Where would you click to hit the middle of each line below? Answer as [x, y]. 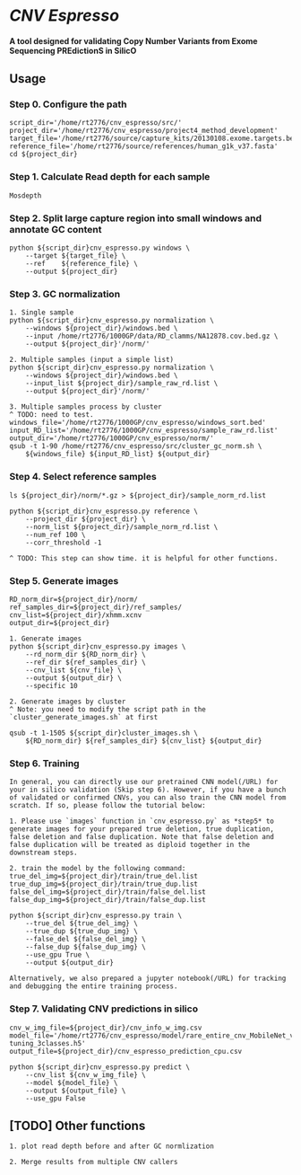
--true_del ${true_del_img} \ [82, 923]
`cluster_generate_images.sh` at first [84, 717]
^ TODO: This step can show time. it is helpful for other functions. [144, 558]
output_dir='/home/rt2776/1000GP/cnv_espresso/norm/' [112, 438]
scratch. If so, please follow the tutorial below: [107, 806]
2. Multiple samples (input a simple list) [92, 360]
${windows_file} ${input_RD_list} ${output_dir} [118, 455]
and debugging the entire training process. [94, 986]
